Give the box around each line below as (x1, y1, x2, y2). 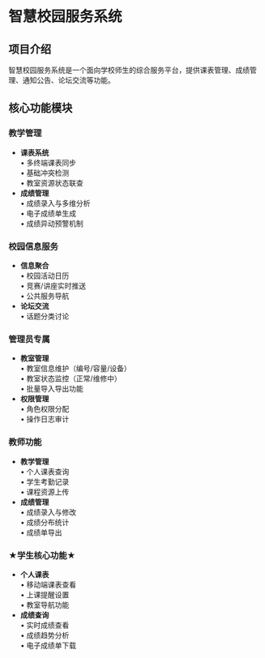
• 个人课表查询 (19, 467, 70, 476)
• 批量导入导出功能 (19, 384, 83, 394)
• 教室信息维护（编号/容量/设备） (19, 364, 131, 374)
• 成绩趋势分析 (19, 630, 70, 640)
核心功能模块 (8, 101, 73, 115)
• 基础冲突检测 (19, 168, 70, 177)
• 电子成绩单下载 (19, 640, 77, 650)
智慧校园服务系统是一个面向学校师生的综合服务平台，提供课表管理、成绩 (8, 66, 250, 75)
